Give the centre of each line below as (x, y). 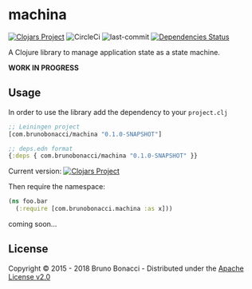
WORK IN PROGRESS (44, 67)
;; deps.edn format (41, 148)
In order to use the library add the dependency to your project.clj (118, 112)
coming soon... (33, 224)
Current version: (35, 171)
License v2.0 (30, 276)
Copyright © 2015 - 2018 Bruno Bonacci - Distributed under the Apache (126, 268)
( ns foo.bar (28, 201)
